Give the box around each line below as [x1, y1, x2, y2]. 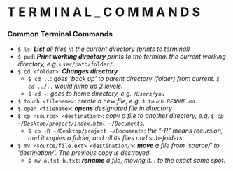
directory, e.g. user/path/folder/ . [17, 60, 115, 68]
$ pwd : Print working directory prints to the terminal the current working [17, 52, 226, 61]
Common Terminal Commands [7, 29, 113, 39]
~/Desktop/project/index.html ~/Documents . [17, 119, 146, 128]
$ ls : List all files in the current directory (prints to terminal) [17, 45, 190, 53]
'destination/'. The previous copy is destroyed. [17, 149, 152, 157]
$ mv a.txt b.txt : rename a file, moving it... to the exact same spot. [27, 156, 226, 165]
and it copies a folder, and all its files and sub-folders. [27, 134, 185, 142]
